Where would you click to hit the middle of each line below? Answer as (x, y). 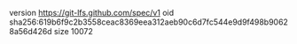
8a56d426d (31, 31)
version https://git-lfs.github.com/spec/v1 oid (92, 13)
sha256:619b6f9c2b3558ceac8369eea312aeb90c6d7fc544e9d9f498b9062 (148, 22)
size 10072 (73, 31)
